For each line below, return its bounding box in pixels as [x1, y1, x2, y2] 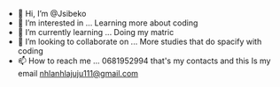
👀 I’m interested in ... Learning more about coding [17, 18, 198, 28]
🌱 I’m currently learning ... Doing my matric [17, 27, 175, 37]
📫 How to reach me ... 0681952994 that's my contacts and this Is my [17, 55, 271, 66]
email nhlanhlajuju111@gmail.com [17, 69, 139, 78]
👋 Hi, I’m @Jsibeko [17, 9, 87, 18]
